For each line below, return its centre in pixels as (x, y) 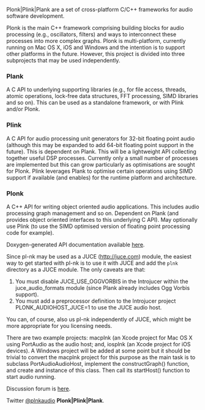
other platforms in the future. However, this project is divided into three (96, 54)
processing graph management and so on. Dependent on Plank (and (93, 213)
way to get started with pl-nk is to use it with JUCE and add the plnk (92, 263)
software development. (35, 16)
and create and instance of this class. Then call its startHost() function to (98, 370)
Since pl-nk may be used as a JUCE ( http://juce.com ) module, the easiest (99, 256)
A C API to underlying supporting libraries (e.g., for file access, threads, (96, 89)
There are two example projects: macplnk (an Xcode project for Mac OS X (99, 338)
